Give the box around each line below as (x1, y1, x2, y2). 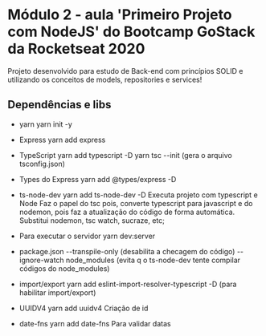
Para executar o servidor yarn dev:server (18, 231, 156, 241)
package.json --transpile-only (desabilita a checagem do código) (18, 246, 235, 256)
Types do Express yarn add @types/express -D (18, 174, 177, 184)
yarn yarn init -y (18, 119, 73, 129)
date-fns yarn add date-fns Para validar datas (18, 318, 171, 328)
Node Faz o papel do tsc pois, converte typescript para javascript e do (18, 198, 253, 208)
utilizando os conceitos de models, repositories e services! (7, 75, 203, 84)
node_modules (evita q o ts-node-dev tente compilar (66, 255, 241, 265)
